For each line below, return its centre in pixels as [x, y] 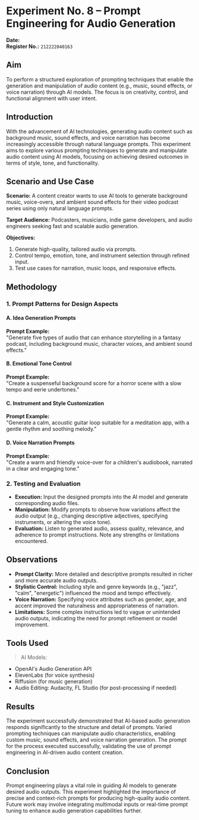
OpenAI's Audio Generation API [53, 669]
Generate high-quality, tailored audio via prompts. [75, 249]
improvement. [32, 625]
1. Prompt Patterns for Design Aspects [62, 304]
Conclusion [28, 771]
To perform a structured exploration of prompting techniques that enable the [100, 79]
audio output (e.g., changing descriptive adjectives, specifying [91, 516]
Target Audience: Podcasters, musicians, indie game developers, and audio [99, 220]
